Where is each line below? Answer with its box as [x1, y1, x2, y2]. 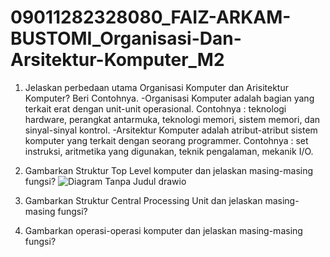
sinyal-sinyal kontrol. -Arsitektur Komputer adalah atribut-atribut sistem [24, 124, 318, 136]
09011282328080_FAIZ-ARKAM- [10, 6, 292, 29]
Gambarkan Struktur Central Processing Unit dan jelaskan [24, 194, 263, 206]
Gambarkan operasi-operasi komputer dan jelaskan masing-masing [24, 224, 303, 236]
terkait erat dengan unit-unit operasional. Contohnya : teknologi [24, 102, 287, 115]
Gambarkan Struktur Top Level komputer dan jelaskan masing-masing [24, 164, 314, 176]
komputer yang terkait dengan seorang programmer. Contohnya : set [24, 134, 309, 146]
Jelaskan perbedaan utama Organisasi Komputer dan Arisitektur [24, 81, 289, 93]
